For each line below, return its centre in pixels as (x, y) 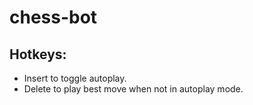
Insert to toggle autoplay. (75, 78)
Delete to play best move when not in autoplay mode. (133, 89)
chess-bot (53, 17)
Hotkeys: (38, 54)
